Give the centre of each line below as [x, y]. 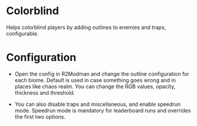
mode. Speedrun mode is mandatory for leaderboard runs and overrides [103, 110]
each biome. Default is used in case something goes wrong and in [95, 80]
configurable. [22, 33]
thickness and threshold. [45, 92]
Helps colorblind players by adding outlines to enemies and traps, [86, 27]
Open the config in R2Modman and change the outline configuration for [102, 74]
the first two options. [40, 117]
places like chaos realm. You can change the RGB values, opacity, [95, 86]
